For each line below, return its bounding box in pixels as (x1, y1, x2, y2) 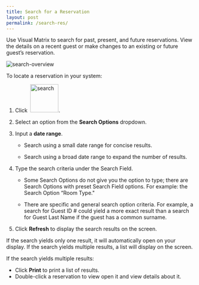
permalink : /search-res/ (6, 20, 68, 26)
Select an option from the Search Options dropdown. (14, 118, 147, 126)
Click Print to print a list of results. (14, 266, 100, 274)
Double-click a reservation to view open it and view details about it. (14, 273, 182, 280)
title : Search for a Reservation (6, 8, 90, 15)
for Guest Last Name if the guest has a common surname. (23, 214, 167, 221)
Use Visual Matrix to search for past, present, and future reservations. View (6, 37, 193, 44)
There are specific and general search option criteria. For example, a (23, 201, 194, 208)
